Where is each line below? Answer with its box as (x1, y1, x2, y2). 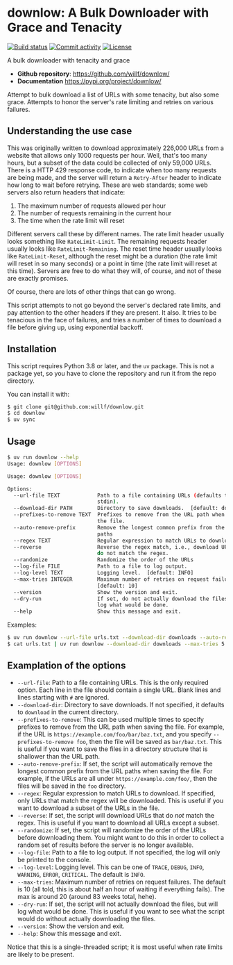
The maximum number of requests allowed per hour (17, 201, 166, 210)
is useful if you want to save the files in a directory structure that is (17, 745, 208, 753)
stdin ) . (96, 498, 119, 505)
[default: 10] (96, 582, 138, 589)
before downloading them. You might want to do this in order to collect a (17, 833, 224, 841)
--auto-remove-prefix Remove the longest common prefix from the (13, 524, 225, 531)
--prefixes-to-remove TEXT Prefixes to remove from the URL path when (13, 511, 225, 518)
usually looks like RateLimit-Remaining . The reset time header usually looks (7, 245, 223, 253)
